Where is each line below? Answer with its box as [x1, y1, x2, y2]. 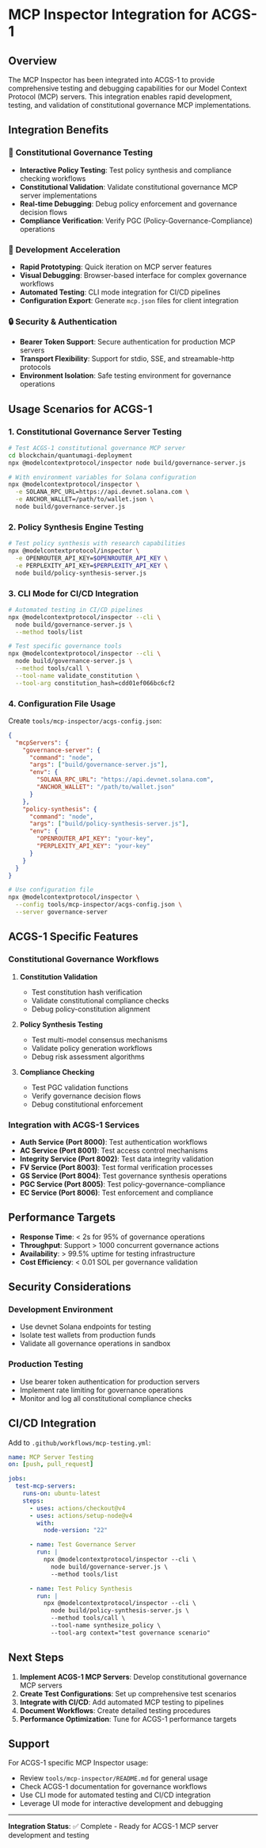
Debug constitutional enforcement [31, 1099, 144, 1109]
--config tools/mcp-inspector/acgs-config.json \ [15, 901, 182, 909]
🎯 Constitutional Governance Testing [8, 147, 153, 158]
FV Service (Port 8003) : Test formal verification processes [19, 1162, 214, 1172]
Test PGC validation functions [31, 1082, 129, 1092]
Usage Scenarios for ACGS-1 [8, 402, 153, 416]
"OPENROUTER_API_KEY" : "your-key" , [36, 835, 154, 843]
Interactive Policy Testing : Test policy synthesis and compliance [19, 165, 232, 175]
